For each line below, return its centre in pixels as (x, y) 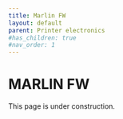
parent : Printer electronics (57, 30)
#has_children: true (43, 38)
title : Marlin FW (37, 15)
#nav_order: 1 (32, 45)
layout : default (35, 23)
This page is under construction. (62, 106)
